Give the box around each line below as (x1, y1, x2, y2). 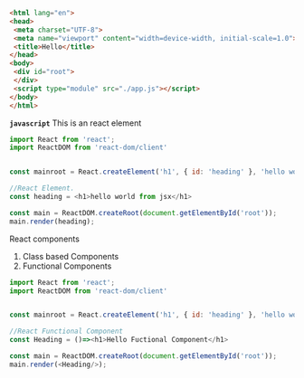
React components (9, 233, 80, 244)
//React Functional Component (9, 326, 124, 336)
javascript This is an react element (9, 118, 142, 128)
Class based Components (22, 250, 119, 261)
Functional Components (22, 260, 112, 271)
